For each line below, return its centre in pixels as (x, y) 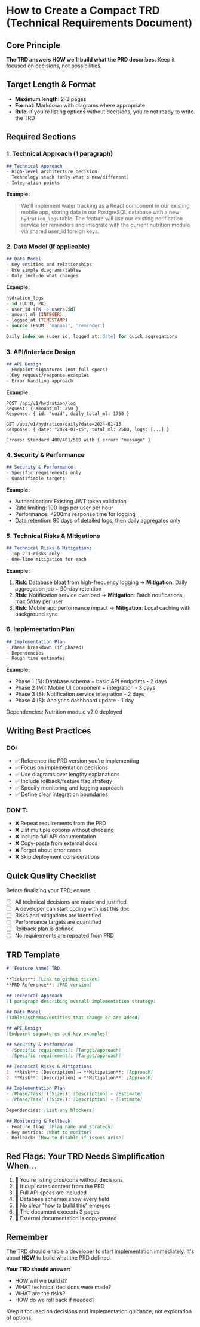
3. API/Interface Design (41, 352)
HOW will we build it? (41, 1281)
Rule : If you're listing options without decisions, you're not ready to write (104, 112)
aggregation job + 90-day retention (58, 588)
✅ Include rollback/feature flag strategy (63, 781)
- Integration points (33, 183)
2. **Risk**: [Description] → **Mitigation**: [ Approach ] (80, 1078)
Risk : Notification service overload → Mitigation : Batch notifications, (99, 595)
